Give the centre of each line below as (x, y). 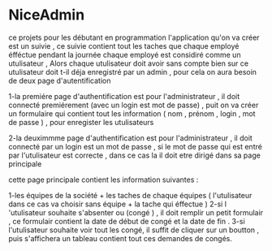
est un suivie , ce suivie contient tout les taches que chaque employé (124, 45)
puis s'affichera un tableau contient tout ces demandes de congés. (121, 238)
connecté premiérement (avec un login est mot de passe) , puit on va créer (134, 105)
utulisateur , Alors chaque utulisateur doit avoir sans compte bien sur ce (129, 63)
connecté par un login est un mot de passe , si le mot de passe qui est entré (135, 146)
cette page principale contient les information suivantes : (104, 180)
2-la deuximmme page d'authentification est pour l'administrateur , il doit (131, 138)
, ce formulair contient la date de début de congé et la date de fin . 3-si (127, 221)
